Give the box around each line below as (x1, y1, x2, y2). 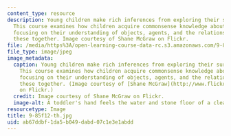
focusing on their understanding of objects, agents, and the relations (13, 29, 226, 36)
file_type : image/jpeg (7, 49, 72, 56)
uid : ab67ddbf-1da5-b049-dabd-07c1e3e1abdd (7, 118, 134, 126)
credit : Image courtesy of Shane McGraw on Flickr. (13, 93, 165, 100)
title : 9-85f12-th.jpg (7, 112, 72, 119)
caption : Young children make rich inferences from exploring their (13, 61, 214, 68)
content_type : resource (7, 10, 76, 17)
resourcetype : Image (7, 106, 67, 113)
